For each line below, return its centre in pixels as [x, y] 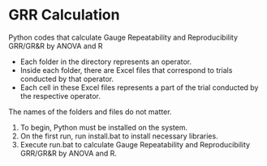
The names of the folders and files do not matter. [90, 112]
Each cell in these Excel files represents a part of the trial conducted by [139, 87]
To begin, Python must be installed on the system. [104, 127]
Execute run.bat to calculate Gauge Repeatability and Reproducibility [135, 144]
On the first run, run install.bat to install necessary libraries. [119, 136]
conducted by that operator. [67, 79]
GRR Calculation [64, 15]
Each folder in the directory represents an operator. [106, 62]
